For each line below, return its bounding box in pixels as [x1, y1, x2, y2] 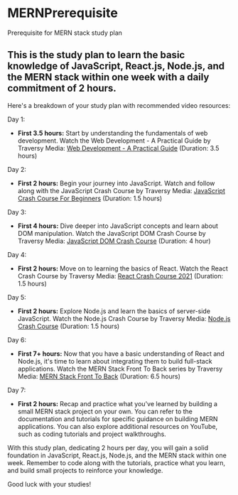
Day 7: [7, 386, 26, 394]
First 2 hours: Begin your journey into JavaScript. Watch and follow [17, 179, 215, 187]
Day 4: [7, 250, 27, 259]
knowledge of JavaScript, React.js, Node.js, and [7, 60, 225, 72]
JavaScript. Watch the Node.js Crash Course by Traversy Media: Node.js [17, 314, 231, 322]
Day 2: [7, 165, 27, 173]
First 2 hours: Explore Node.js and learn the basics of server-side [17, 307, 211, 315]
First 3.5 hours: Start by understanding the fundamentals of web [17, 129, 208, 137]
